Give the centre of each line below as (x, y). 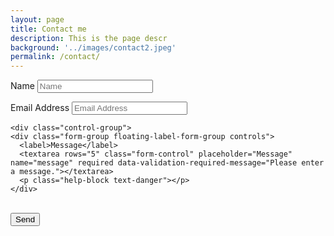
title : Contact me (48, 29)
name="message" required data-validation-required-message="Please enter (167, 163)
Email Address (40, 108)
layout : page (37, 19)
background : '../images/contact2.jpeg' (93, 47)
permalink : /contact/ (55, 57)
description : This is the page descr (89, 38)
